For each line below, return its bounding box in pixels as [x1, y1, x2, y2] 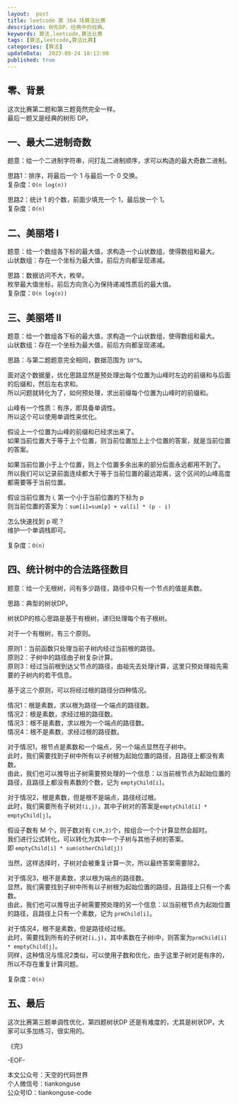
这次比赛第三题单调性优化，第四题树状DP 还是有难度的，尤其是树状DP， [7, 1017, 219, 1026]
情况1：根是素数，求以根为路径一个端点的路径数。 [7, 701, 153, 709]
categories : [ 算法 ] [7, 43, 63, 50]
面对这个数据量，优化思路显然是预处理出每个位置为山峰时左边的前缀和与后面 [7, 371, 231, 379]
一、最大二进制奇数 [7, 136, 91, 148]
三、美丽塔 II [7, 311, 62, 323]
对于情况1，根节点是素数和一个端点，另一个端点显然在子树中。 [7, 742, 190, 751]
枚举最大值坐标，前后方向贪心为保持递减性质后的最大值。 [7, 280, 175, 289]
